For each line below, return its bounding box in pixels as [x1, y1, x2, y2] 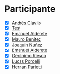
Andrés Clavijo [11, 20, 41, 25]
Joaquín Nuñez [11, 42, 42, 48]
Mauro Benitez [11, 36, 41, 42]
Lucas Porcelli [11, 58, 40, 64]
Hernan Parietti [11, 64, 42, 70]
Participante [4, 3, 56, 15]
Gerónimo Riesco [11, 53, 47, 59]
